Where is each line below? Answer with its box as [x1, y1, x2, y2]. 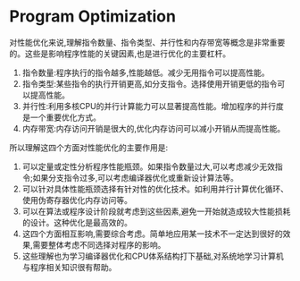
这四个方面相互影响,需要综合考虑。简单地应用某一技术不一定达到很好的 [21, 228, 283, 239]
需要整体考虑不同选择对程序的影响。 [32, 239, 166, 250]
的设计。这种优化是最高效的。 [21, 217, 132, 227]
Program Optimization [9, 6, 177, 27]
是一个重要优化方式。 [21, 112, 101, 123]
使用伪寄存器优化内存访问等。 [21, 194, 132, 205]
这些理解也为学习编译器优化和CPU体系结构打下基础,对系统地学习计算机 [21, 251, 284, 261]
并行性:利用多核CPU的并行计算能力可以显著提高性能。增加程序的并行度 [21, 100, 284, 111]
